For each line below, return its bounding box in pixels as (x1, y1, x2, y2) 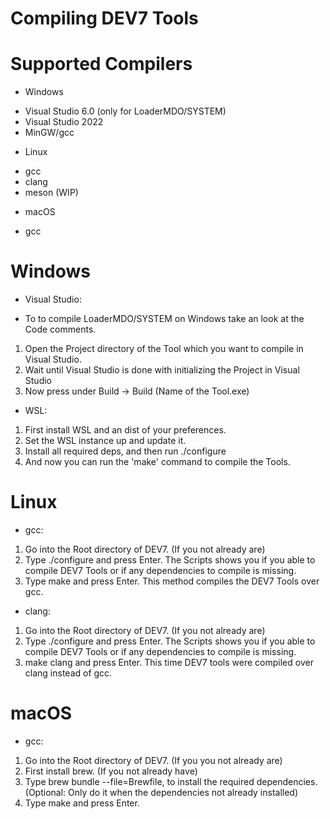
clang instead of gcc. (24, 667, 113, 679)
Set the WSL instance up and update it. (24, 435, 187, 447)
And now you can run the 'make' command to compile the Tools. (24, 456, 291, 468)
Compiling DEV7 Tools (10, 7, 199, 30)
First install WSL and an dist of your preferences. (24, 424, 227, 436)
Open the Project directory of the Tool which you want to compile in (24, 343, 304, 355)
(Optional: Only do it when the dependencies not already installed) (24, 786, 299, 798)
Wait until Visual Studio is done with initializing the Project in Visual (24, 364, 300, 376)
